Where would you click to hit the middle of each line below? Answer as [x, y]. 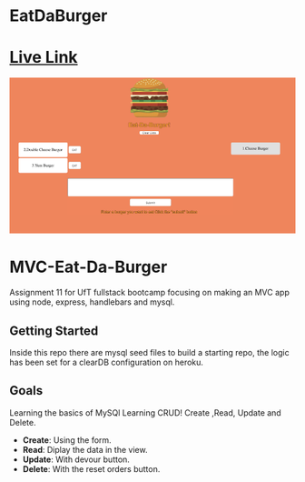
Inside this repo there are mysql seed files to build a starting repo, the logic [149, 353]
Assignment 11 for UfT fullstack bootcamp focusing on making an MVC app [150, 293]
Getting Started [54, 331]
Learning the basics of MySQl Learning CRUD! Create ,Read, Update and [145, 412]
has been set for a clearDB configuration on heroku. [107, 362]
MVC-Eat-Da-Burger [89, 267]
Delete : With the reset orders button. [91, 468]
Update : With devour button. [76, 459]
